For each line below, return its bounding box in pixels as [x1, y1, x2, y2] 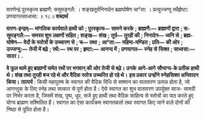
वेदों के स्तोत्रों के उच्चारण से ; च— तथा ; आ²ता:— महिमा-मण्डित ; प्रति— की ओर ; [23, 38, 183, 46]
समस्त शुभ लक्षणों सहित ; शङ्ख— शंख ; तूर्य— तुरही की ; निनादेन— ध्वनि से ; [31, 32, 183, 39]
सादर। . [6, 52, 23, 59]
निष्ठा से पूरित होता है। [6, 106, 50, 113]
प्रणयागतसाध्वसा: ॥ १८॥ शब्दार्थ [6, 13, 69, 20]
